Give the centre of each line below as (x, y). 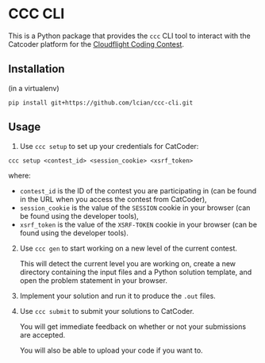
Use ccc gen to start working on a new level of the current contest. (129, 248)
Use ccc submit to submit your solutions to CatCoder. (107, 311)
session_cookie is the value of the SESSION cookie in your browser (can (135, 208)
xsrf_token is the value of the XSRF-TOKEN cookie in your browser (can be (138, 224)
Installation (36, 69)
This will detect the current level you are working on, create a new (128, 263)
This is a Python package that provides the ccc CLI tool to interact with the (130, 36)
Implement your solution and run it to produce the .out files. (117, 296)
